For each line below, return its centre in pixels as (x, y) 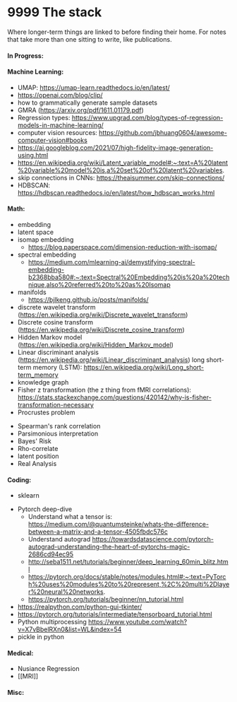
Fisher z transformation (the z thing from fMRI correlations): (104, 390)
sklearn (29, 496)
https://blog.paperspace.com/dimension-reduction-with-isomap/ (122, 247)
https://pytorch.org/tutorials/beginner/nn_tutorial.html (106, 599)
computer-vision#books (53, 140)
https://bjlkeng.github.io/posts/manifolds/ (89, 299)
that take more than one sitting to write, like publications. (90, 39)
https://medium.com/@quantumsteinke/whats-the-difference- (119, 525)
